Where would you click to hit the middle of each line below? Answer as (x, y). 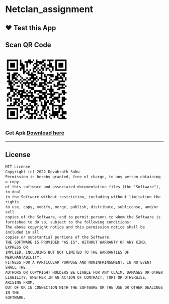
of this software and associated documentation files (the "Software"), (83, 187)
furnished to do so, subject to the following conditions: (68, 222)
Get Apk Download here (35, 133)
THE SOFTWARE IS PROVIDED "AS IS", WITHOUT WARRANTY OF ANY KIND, (76, 243)
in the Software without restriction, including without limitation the (83, 197)
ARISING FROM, (20, 283)
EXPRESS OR (17, 248)
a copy (12, 182)
